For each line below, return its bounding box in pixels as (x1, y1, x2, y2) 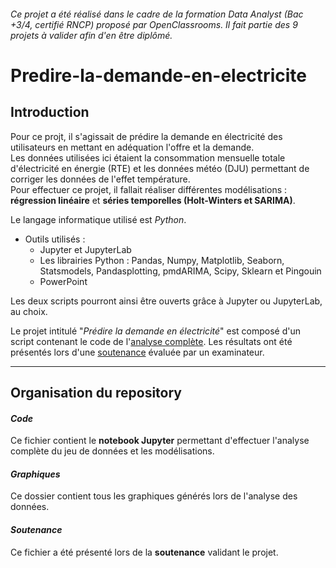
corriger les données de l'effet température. (10, 173, 191, 185)
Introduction (10, 104, 90, 121)
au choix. (10, 305, 48, 317)
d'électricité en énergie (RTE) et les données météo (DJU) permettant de (10, 162, 310, 174)
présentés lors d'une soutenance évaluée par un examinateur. (10, 346, 265, 358)
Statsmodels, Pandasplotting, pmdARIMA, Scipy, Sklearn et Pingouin (39, 265, 322, 277)
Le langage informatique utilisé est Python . (10, 213, 187, 225)
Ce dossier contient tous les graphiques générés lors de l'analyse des (10, 490, 298, 502)
